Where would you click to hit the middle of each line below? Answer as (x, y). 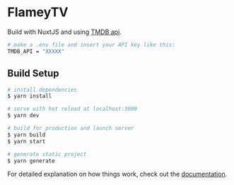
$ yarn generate (31, 161)
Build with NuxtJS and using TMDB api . (64, 32)
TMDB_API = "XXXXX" (36, 51)
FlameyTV (38, 12)
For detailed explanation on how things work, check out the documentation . (117, 174)
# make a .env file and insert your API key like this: (91, 44)
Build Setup (33, 74)
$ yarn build (27, 135)
